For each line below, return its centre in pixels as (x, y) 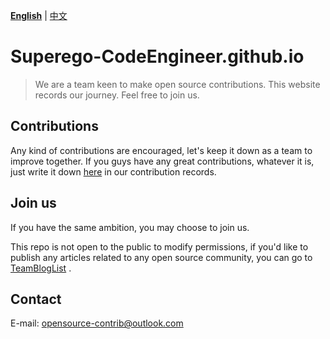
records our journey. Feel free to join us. (117, 95)
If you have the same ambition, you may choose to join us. (130, 227)
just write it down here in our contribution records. (113, 171)
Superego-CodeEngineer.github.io (157, 56)
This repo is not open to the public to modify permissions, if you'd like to (159, 246)
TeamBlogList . (41, 268)
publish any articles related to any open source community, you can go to (161, 257)
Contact (36, 299)
